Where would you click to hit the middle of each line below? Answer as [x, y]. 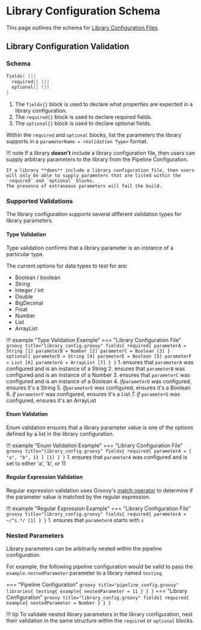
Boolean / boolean [37, 277]
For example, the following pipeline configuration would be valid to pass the [100, 567]
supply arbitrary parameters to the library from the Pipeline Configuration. [97, 160]
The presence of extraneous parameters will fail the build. [84, 186]
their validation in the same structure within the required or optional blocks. [100, 621]
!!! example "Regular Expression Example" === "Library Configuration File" [98, 509]
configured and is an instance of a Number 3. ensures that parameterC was [98, 375]
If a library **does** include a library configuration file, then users [100, 170]
